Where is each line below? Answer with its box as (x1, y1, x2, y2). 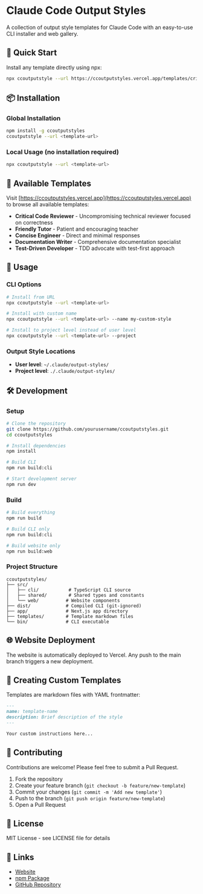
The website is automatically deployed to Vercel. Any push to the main (6, 651, 181, 659)
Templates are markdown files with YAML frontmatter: (6, 691, 141, 698)
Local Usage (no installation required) (6, 148, 119, 156)
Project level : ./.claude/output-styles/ (14, 367, 115, 375)
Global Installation (6, 114, 61, 122)
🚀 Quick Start (6, 48, 57, 58)
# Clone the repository (6, 420, 66, 427)
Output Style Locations (6, 347, 76, 355)
